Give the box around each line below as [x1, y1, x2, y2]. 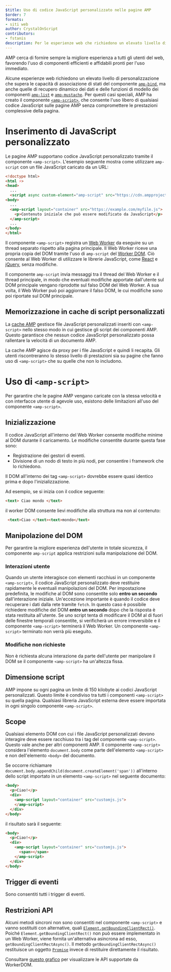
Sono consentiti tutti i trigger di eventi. [5, 891, 85, 897]
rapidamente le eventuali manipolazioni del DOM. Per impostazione [5, 585, 146, 591]
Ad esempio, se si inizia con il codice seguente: [5, 488, 105, 494]
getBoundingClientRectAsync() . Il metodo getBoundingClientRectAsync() [5, 941, 157, 947]
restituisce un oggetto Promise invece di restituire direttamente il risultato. [5, 947, 159, 953]
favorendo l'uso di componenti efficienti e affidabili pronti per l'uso [5, 60, 145, 66]
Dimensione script [5, 673, 65, 682]
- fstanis [5, 36, 26, 41]
